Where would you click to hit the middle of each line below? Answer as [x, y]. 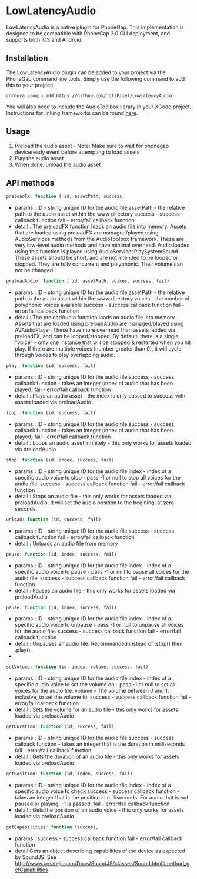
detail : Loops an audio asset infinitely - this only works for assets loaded [103, 442]
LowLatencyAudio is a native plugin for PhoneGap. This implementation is [95, 27]
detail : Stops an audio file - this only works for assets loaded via [93, 496]
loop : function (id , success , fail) [51, 413]
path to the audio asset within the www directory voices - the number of [102, 299]
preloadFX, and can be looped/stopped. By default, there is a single [96, 336]
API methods [30, 183]
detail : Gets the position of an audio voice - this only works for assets [99, 810]
